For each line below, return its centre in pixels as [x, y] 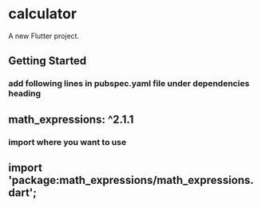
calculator [43, 14]
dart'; [23, 192]
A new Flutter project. [44, 36]
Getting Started [47, 61]
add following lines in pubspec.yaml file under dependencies [129, 84]
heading [25, 94]
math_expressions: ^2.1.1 [71, 119]
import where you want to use [67, 142]
